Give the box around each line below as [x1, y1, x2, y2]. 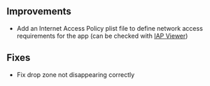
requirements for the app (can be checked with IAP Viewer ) [16, 31, 188, 40]
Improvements [6, 6, 71, 17]
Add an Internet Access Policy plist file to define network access [16, 24, 204, 32]
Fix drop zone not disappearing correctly [16, 70, 135, 79]
